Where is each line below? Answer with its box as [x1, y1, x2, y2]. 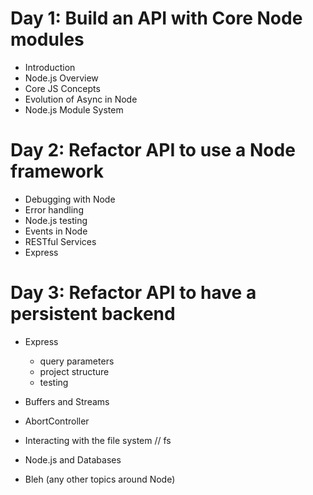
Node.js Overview [24, 72, 99, 84]
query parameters [39, 355, 115, 367]
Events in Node [24, 225, 88, 237]
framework [10, 160, 104, 183]
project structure [39, 365, 110, 377]
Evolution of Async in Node [24, 93, 138, 105]
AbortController [24, 415, 90, 427]
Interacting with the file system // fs [24, 434, 172, 446]
